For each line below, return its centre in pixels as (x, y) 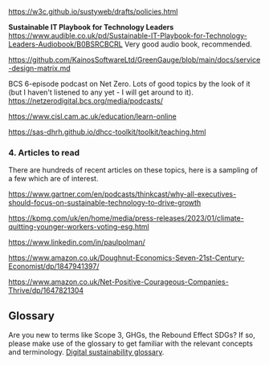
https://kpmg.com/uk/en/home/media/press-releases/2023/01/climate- (126, 218)
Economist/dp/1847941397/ (54, 266)
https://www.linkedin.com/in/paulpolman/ (77, 242)
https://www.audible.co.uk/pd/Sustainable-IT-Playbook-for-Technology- (128, 36)
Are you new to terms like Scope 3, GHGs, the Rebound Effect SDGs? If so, (132, 335)
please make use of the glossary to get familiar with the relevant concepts (130, 343)
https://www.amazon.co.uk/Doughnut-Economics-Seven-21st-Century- (126, 258)
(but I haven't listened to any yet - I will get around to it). (101, 92)
